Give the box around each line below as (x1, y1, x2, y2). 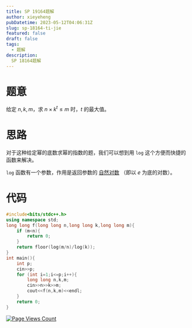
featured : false (6, 31, 46, 36)
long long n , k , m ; (27, 277, 69, 283)
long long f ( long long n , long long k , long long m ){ (6, 222, 135, 228)
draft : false (6, 36, 38, 42)
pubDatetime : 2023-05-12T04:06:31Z (6, 19, 93, 25)
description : (6, 52, 38, 58)
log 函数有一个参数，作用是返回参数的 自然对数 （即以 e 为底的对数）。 (6, 169, 176, 176)
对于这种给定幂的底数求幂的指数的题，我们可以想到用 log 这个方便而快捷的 (6, 149, 186, 156)
